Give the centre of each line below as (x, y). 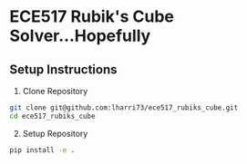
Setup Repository (55, 133)
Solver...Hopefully (80, 36)
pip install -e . (42, 150)
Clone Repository (55, 91)
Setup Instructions (63, 69)
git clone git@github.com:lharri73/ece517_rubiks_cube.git (124, 108)
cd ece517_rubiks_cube (52, 116)
